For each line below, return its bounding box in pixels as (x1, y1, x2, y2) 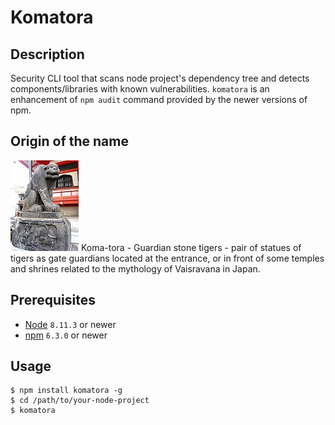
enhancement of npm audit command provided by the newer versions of (10, 94, 308, 105)
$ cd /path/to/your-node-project (10, 396, 150, 406)
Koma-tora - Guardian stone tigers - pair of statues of (80, 241, 302, 253)
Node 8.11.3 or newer (24, 318, 117, 330)
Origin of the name (10, 133, 129, 150)
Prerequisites (10, 292, 96, 309)
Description (10, 46, 85, 63)
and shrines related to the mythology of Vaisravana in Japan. (10, 262, 261, 275)
